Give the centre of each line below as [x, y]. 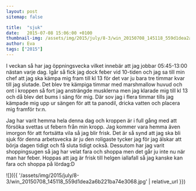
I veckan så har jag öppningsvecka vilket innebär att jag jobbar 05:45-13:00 [97, 65]
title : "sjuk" [24, 27]
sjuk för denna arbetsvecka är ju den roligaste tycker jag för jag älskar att [94, 139]
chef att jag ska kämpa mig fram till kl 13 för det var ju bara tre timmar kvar [95, 78]
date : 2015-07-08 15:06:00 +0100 [49, 33]
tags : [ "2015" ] [24, 49]
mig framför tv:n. [26, 109]
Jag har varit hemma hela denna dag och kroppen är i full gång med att [92, 120]
